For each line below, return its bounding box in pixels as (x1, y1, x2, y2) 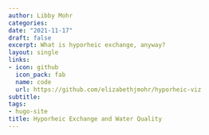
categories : (8, 19, 48, 27)
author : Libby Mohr (8, 11, 73, 20)
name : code (15, 78, 52, 86)
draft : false (8, 33, 52, 42)
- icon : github (8, 64, 59, 71)
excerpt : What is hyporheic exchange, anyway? (8, 41, 166, 49)
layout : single (8, 48, 59, 56)
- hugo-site (8, 108, 48, 116)
